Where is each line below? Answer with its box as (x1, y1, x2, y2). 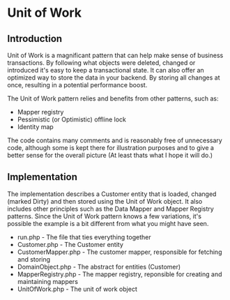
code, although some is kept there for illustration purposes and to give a (7, 144, 215, 151)
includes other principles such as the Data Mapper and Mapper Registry (7, 204, 214, 213)
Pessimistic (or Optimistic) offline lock (17, 115, 127, 123)
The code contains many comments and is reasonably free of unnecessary (7, 136, 223, 144)
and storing (17, 255, 51, 263)
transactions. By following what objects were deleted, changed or (7, 59, 196, 67)
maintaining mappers (17, 277, 79, 285)
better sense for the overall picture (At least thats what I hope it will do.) (7, 151, 213, 159)
